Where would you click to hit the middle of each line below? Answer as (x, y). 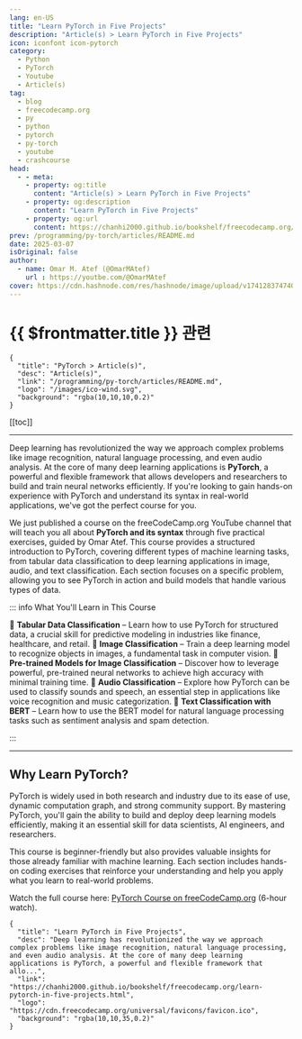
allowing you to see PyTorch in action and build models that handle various (148, 580)
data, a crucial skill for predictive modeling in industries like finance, (135, 634)
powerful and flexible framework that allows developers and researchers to (148, 476)
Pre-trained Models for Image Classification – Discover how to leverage (144, 662)
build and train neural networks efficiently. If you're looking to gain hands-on (151, 486)
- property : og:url (62, 219)
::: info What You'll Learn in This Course (83, 607)
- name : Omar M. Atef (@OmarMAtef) (84, 269)
